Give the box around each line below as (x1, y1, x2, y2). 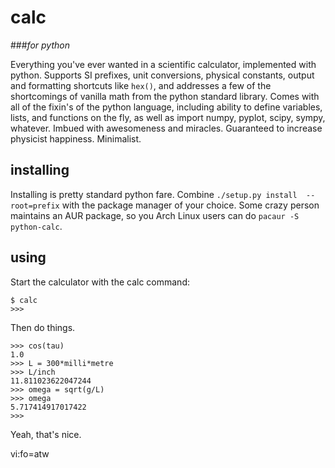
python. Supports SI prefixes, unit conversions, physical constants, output (10, 69, 315, 81)
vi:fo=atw (10, 447, 50, 460)
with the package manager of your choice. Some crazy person (61, 199, 320, 211)
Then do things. (10, 321, 76, 333)
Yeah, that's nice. (10, 428, 82, 440)
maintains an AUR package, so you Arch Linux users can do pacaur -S (10, 209, 300, 221)
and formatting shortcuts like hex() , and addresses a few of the (10, 79, 272, 91)
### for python (10, 39, 70, 51)
